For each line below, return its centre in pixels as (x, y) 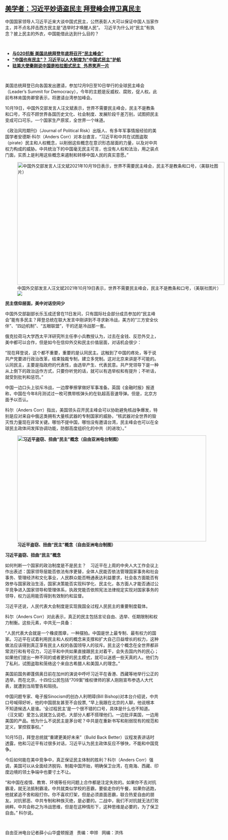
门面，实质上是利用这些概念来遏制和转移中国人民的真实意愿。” (67, 155)
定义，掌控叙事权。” (24, 727)
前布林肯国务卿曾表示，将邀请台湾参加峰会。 (50, 98)
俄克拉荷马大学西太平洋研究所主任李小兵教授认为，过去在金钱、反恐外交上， (82, 336)
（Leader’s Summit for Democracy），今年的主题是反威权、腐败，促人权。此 (81, 91)
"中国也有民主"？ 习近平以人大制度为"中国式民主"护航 (66, 59)
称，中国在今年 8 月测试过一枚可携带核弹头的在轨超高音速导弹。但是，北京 (79, 393)
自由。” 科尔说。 (21, 813)
